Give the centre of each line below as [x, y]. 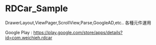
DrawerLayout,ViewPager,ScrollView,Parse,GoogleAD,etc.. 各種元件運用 [78, 22]
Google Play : [19, 32]
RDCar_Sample [37, 9]
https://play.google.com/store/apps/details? [78, 32]
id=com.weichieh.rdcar [29, 38]
